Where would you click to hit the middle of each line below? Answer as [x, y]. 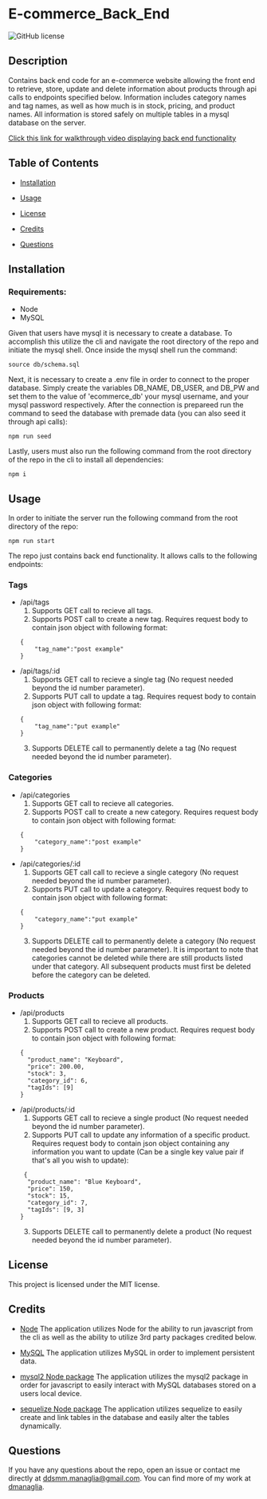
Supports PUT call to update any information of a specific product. [141, 1135]
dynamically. [41, 1426]
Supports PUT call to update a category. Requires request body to [140, 889]
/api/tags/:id [40, 671]
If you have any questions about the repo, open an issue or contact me [124, 1470]
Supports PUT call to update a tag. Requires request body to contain [144, 696]
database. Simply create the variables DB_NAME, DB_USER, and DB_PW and [134, 388]
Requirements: [37, 292]
